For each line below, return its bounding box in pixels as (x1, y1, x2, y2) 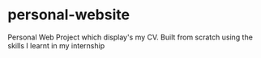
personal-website (7, 6, 130, 24)
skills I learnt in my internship (7, 40, 105, 50)
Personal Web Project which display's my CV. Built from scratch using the (7, 32, 253, 42)
